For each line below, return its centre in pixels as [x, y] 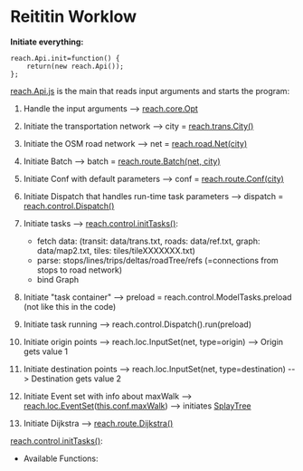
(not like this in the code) [70, 306]
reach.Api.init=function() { [65, 58]
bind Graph [58, 279]
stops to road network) [80, 270]
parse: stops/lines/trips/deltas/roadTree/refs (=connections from [157, 260]
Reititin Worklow [74, 17]
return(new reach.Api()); [76, 66]
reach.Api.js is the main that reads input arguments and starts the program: [150, 91]
